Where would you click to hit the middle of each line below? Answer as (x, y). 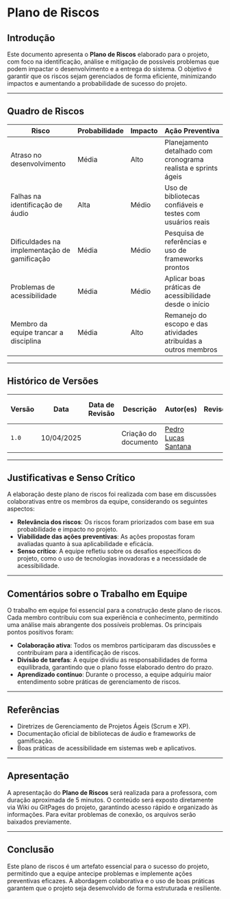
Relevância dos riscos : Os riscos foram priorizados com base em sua (115, 522)
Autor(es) (181, 409)
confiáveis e (184, 205)
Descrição (140, 409)
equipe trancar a (37, 332)
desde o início (187, 304)
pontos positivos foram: (40, 632)
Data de (102, 404)
